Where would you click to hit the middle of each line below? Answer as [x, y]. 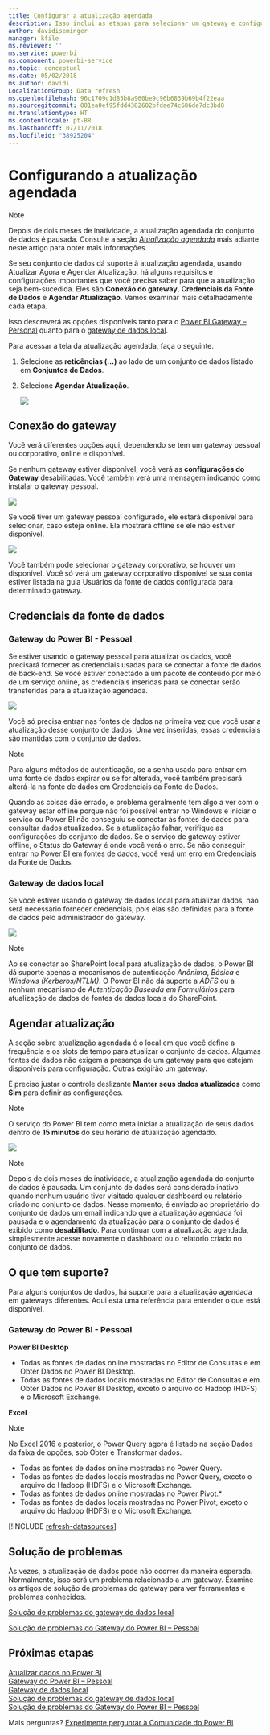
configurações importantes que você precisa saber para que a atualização [132, 280]
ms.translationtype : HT [48, 114]
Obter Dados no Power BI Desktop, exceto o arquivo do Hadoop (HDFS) [139, 1389]
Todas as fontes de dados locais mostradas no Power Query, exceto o [136, 1477]
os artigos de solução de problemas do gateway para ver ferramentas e [127, 1588]
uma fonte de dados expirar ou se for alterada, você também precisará [125, 779]
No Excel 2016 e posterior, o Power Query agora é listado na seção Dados [131, 1444]
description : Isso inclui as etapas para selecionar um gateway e [122, 23]
